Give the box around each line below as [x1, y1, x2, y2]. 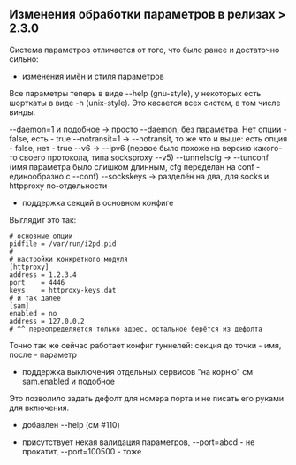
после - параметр [9, 349, 78, 360]
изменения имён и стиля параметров [21, 71, 165, 81]
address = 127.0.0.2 [9, 316, 86, 325]
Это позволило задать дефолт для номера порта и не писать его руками [9, 393, 285, 403]
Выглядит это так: [9, 214, 77, 225]
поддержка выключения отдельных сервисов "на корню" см [21, 366, 254, 377]
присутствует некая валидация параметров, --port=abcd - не [21, 437, 255, 447]
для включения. [9, 402, 70, 413]
